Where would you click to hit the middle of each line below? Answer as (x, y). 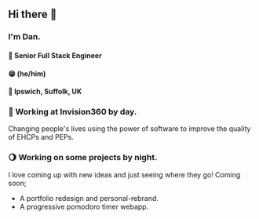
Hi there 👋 (33, 15)
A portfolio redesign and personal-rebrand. (89, 198)
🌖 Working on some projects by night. (83, 158)
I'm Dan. (24, 37)
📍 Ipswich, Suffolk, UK (45, 92)
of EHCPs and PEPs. (41, 137)
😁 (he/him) (27, 73)
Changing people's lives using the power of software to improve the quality (129, 129)
